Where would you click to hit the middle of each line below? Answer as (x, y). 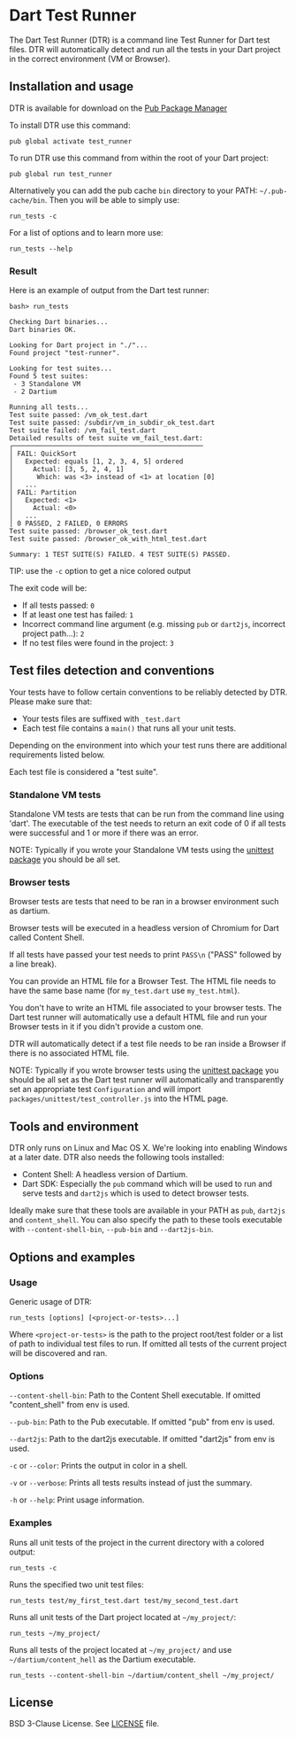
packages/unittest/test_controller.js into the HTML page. (119, 1098)
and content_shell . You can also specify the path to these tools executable (146, 1220)
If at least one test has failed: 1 (78, 615)
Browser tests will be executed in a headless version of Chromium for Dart (144, 928)
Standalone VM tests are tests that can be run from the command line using (147, 814)
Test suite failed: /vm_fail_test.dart (83, 430)
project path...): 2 (53, 633)
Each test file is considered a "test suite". (84, 772)
